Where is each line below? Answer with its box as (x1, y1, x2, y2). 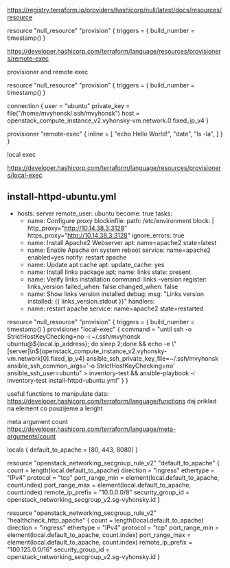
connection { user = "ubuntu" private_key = (7, 102, 130, 109)
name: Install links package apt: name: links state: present (27, 268, 191, 276)
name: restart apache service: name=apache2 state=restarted (27, 304, 204, 313)
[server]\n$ (7, 347, 40, 355)
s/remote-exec (7, 54, 49, 63)
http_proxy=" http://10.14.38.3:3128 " (27, 224, 128, 232)
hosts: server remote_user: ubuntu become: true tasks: (16, 209, 173, 218)
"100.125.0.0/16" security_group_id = (7, 545, 110, 554)
